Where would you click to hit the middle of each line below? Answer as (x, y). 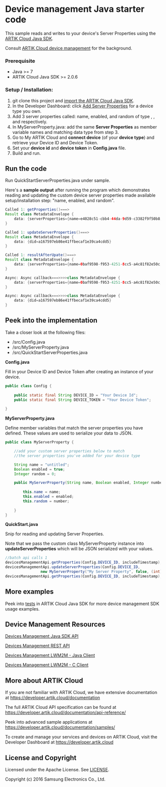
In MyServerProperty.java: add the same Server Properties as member (84, 127)
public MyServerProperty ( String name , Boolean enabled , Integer (82, 483)
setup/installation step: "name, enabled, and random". (60, 201)
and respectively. (30, 122)
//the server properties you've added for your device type (77, 456)
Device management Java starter (75, 9)
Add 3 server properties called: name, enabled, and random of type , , (83, 116)
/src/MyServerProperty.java (41, 347)
